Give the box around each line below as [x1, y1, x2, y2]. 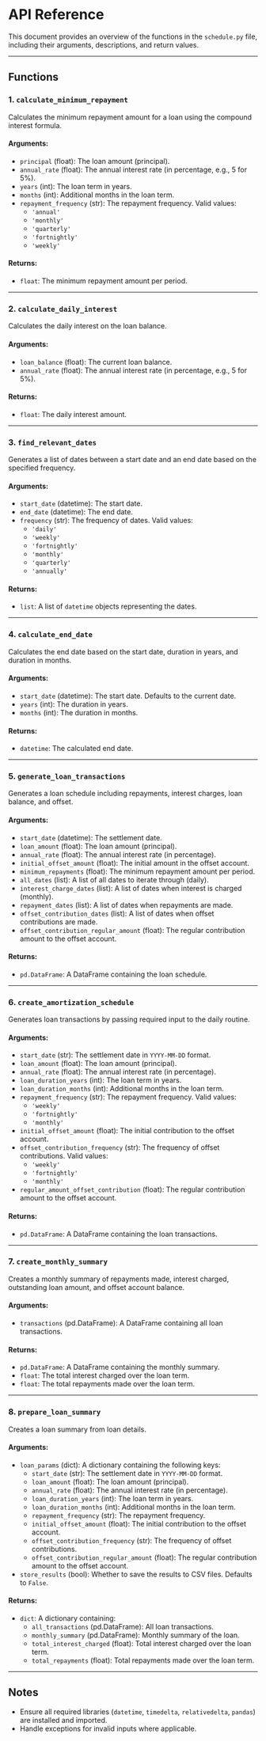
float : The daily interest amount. [19, 409, 127, 419]
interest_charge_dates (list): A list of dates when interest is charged [19, 883, 242, 893]
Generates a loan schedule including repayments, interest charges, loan [8, 789, 243, 798]
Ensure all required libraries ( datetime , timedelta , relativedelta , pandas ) [19, 1707, 256, 1716]
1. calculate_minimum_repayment [8, 94, 128, 105]
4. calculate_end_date [8, 629, 93, 640]
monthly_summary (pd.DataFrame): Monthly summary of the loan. [31, 1630, 240, 1640]
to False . [19, 1577, 49, 1587]
